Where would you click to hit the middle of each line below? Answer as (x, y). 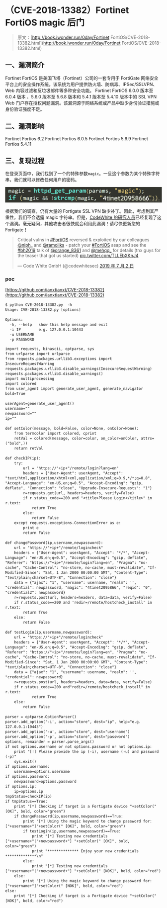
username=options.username (42, 772)
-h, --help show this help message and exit (59, 325)
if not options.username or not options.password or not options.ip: (79, 747)
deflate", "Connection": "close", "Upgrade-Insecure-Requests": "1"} (79, 488)
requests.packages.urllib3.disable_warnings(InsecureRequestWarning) (79, 369)
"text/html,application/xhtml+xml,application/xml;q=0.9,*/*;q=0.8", (79, 478)
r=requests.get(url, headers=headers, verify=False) (79, 493)
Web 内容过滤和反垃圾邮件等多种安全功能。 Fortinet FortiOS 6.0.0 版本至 (79, 91)
